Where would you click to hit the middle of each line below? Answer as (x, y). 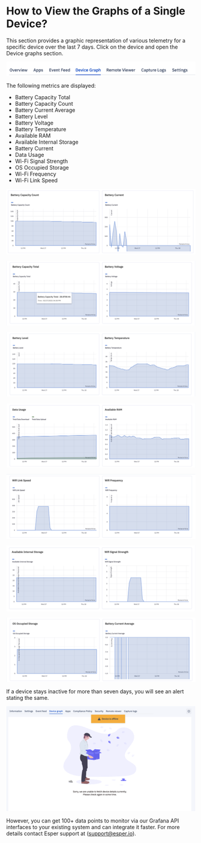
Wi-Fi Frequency (35, 174)
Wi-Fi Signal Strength (41, 161)
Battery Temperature (40, 129)
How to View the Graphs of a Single (96, 11)
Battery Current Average (45, 110)
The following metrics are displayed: (51, 85)
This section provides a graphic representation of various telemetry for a (96, 40)
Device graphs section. (35, 53)
